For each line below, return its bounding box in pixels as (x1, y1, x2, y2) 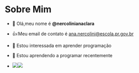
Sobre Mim (5, 4, 52, 15)
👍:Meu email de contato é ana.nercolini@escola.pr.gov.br (12, 31, 134, 37)
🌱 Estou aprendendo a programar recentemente (12, 52, 113, 58)
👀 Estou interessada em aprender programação (12, 42, 112, 48)
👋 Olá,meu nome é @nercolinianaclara (12, 20, 95, 27)
